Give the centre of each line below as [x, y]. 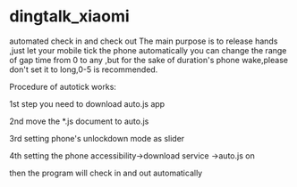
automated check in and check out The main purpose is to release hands [144, 41]
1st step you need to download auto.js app [87, 103]
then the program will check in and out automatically [106, 173]
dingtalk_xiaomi [69, 16]
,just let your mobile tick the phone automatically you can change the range [148, 50]
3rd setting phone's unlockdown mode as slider [97, 138]
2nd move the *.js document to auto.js [79, 121]
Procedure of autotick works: [63, 86]
